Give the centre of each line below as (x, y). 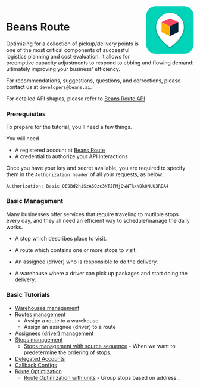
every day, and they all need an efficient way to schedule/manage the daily (98, 220)
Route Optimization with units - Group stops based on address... (102, 377)
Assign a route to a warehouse (61, 320)
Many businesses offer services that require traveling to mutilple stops (93, 214)
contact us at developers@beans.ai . (49, 87)
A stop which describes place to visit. (61, 238)
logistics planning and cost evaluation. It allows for (68, 56)
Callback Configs (36, 365)
